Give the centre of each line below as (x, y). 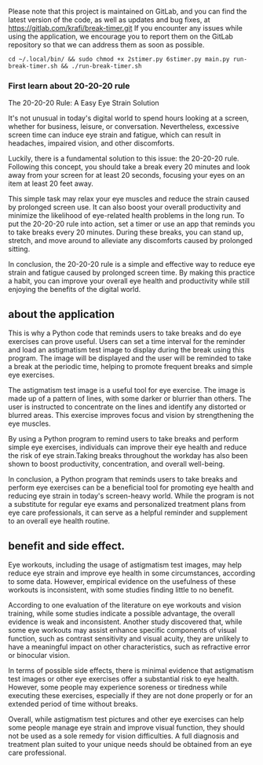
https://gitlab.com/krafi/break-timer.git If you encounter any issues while (126, 28)
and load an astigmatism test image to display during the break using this (126, 350)
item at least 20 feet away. (51, 183)
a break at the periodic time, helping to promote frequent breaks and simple (131, 367)
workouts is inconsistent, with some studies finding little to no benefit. (121, 589)
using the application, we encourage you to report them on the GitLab (121, 36)
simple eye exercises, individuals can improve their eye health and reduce (128, 447)
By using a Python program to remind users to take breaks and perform (124, 439)
